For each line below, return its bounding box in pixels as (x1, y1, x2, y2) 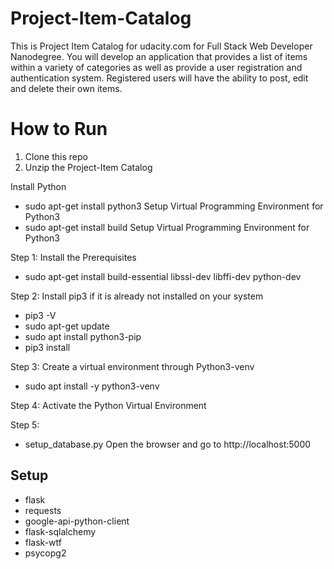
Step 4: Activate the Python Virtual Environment (10, 399, 207, 411)
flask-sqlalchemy (24, 525, 97, 537)
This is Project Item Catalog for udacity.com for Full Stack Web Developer (10, 40, 313, 52)
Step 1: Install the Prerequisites (10, 251, 137, 263)
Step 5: (10, 418, 40, 431)
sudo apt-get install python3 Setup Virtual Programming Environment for (24, 200, 324, 212)
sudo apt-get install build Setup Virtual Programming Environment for (24, 221, 310, 233)
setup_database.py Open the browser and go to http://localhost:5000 (24, 438, 312, 450)
